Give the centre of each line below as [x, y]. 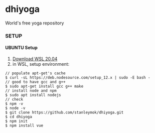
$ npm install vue [24, 126]
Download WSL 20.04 [35, 59]
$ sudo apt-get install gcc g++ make [44, 86]
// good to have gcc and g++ [35, 82]
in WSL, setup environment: [41, 64]
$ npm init [16, 121]
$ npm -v [14, 104]
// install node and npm [31, 91]
